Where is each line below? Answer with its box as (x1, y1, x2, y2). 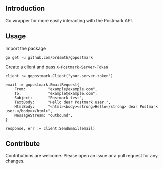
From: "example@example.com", (14, 86, 98, 92)
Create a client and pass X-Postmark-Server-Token (5, 64, 109, 70)
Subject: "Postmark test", (14, 95, 84, 100)
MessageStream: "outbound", (14, 113, 73, 118)
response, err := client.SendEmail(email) (5, 126, 95, 131)
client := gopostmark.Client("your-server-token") (5, 73, 113, 78)
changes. (5, 158, 25, 164)
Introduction (5, 4, 45, 13)
